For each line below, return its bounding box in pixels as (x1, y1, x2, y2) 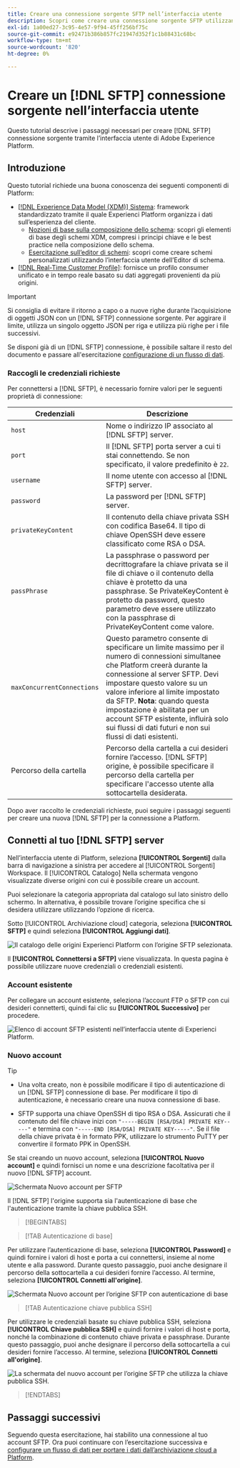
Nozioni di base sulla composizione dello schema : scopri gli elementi (28, 225, 231, 234)
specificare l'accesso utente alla (106, 779, 214, 789)
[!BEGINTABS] (24, 1218, 67, 1227)
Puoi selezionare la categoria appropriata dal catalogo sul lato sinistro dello (7, 890, 229, 899)
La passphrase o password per (106, 550, 210, 560)
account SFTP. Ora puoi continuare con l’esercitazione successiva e (7, 1438, 208, 1447)
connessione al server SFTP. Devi (106, 669, 219, 679)
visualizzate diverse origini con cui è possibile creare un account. (7, 876, 200, 884)
